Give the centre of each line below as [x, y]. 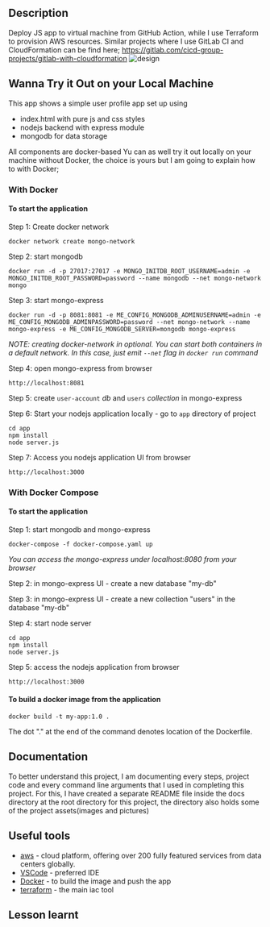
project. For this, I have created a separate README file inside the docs [127, 793]
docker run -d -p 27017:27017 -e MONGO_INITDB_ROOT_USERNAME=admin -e [129, 271]
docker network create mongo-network [72, 241]
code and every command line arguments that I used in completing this [126, 784]
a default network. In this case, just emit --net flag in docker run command [133, 352]
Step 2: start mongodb [46, 256]
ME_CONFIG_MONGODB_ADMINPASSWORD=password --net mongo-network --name [129, 322]
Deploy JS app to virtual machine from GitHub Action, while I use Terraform [134, 32]
